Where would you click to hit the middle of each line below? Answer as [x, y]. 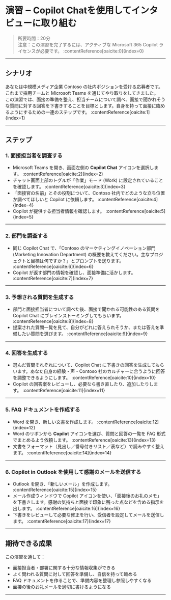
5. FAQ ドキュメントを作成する [43, 410]
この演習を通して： [25, 557]
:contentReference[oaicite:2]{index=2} [63, 174]
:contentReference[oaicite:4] [128, 200]
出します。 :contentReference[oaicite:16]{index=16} [66, 508]
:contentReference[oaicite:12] [128, 422]
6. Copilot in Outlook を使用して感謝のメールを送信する [73, 472]
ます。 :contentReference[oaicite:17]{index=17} [62, 521]
